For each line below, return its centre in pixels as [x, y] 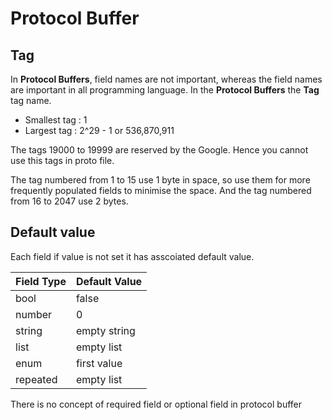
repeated [36, 379]
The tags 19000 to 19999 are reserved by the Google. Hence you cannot [159, 150]
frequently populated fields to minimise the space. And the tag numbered [161, 190]
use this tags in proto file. [62, 160]
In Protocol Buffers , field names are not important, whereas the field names [166, 79]
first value [99, 363]
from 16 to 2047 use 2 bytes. [69, 201]
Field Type [41, 281]
